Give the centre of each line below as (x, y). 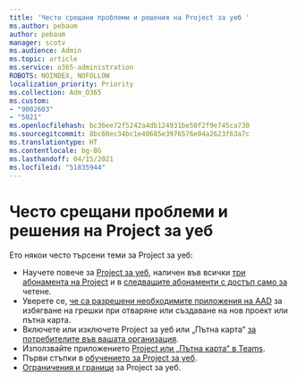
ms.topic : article (43, 59)
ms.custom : (30, 101)
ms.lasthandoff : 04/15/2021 (62, 159)
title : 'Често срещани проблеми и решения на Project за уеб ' (130, 17)
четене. (37, 292)
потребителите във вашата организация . (100, 339)
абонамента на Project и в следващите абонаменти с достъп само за (155, 282)
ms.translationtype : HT (54, 142)
